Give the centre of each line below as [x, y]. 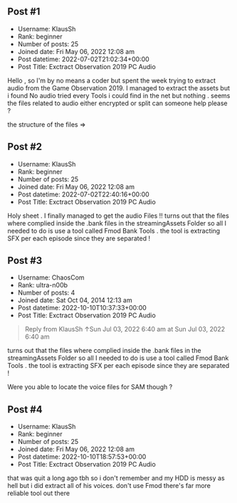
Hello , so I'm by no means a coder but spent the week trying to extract [111, 80]
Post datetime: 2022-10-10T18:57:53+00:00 [82, 457]
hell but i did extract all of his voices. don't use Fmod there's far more [109, 486]
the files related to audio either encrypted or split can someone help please [117, 103]
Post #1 [24, 12]
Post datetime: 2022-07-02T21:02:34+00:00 [83, 59]
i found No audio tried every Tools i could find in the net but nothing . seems [119, 95]
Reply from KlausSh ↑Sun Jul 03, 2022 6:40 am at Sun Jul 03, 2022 [125, 329]
